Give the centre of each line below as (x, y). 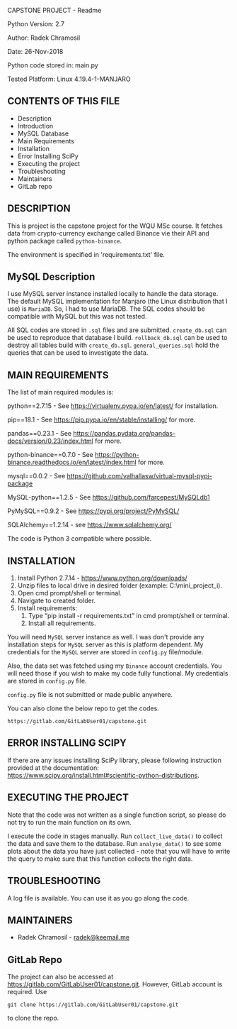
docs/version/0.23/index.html (50, 441)
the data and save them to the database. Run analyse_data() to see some (114, 843)
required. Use (27, 992)
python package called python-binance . (65, 241)
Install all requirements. (62, 623)
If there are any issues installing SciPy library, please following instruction (114, 760)
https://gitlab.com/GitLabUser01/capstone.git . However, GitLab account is (115, 984)
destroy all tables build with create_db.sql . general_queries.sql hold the (113, 345)
